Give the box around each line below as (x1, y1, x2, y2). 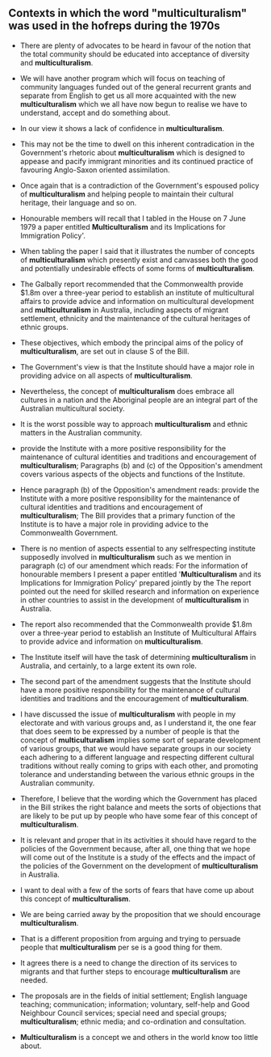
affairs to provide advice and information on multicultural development (19, 296, 254, 306)
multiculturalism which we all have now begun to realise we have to (19, 99, 248, 108)
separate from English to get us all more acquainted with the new (19, 91, 236, 100)
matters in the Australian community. (19, 428, 143, 438)
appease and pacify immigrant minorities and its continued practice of (19, 156, 254, 166)
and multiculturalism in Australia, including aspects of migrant (19, 305, 229, 315)
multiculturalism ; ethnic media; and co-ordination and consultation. (19, 1017, 247, 1026)
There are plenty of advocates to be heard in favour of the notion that (19, 40, 252, 50)
